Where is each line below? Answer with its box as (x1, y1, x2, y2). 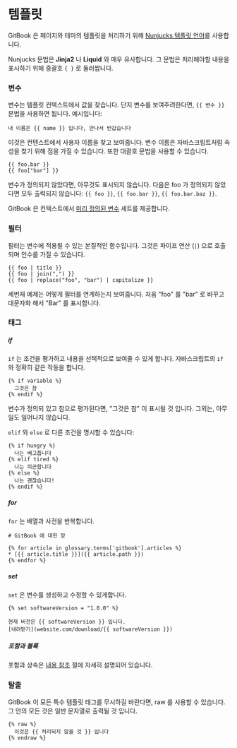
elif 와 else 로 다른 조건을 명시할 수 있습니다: (8, 428, 135, 437)
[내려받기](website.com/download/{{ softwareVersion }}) (8, 626, 174, 633)
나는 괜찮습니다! (14, 477, 55, 485)
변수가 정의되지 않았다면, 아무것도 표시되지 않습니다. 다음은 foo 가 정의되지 (8, 181, 214, 189)
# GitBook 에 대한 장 (8, 533, 66, 540)
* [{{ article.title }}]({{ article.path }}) (8, 551, 144, 558)
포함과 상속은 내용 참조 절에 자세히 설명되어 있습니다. (8, 661, 153, 670)
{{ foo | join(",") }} (8, 270, 75, 278)
